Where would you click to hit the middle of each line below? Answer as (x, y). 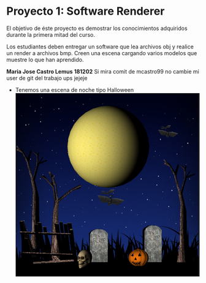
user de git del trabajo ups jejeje (47, 78)
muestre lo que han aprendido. (45, 59)
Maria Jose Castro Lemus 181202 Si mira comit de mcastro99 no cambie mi (103, 71)
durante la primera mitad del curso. (51, 34)
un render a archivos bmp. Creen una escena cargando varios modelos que (102, 53)
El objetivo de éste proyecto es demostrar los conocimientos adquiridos (97, 28)
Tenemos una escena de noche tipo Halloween (74, 89)
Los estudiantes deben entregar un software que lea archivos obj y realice (100, 47)
